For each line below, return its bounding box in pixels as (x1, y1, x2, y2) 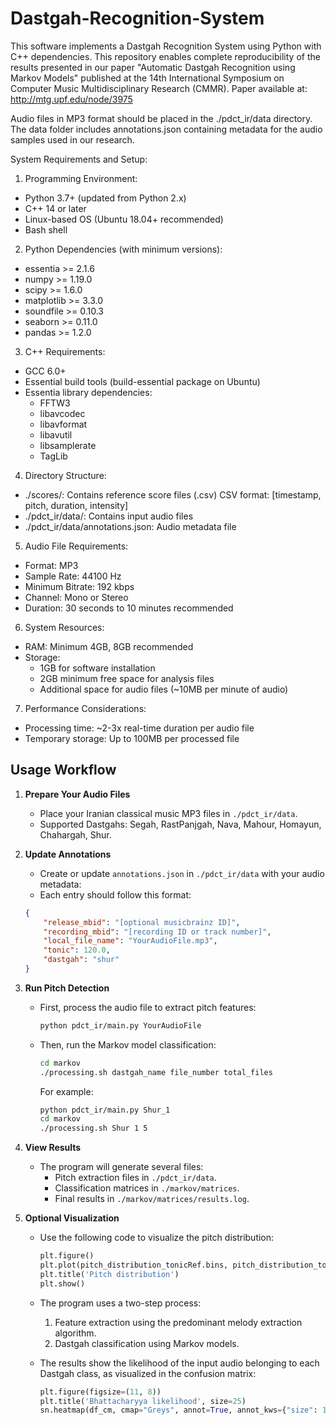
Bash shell (24, 223, 68, 236)
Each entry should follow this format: (39, 888, 192, 901)
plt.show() (39, 1278, 86, 1289)
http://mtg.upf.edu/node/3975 (10, 93, 133, 105)
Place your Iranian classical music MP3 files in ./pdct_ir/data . (39, 807, 298, 819)
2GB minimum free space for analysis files (39, 672, 215, 684)
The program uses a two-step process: (39, 1297, 202, 1309)
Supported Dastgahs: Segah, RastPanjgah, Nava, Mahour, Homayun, (39, 818, 322, 830)
